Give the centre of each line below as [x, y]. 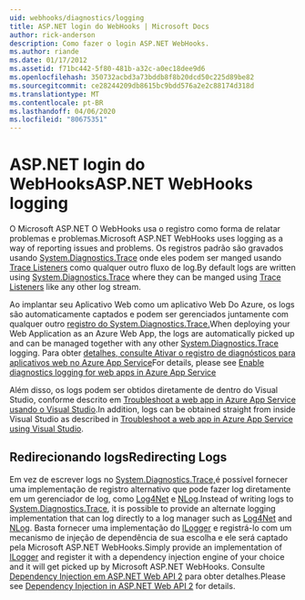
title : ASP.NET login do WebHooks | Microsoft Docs [109, 26]
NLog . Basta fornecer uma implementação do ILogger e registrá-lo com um [151, 528]
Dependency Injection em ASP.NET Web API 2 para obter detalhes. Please [147, 576]
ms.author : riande [44, 52]
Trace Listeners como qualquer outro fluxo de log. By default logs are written [152, 268]
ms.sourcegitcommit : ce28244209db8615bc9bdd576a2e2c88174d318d [132, 86]
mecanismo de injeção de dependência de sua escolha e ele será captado [149, 537]
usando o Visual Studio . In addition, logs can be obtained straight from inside [152, 409]
